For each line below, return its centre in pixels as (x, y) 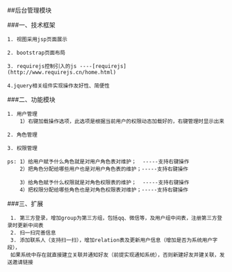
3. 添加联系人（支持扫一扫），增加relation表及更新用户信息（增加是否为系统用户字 (114, 240)
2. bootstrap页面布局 (36, 53)
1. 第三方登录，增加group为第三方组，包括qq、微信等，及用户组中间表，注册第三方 (114, 218)
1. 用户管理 (23, 114)
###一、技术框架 (31, 25)
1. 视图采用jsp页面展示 (38, 40)
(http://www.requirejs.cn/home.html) (62, 72)
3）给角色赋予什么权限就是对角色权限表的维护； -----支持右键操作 (105, 182)
